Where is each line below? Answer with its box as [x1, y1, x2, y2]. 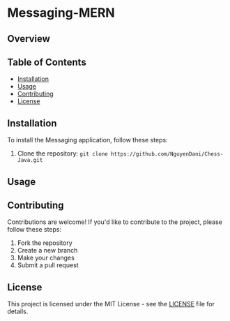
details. [7, 307, 29, 315]
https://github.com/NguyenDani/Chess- [110, 151, 224, 158]
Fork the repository [17, 239, 73, 247]
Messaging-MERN [7, 5, 115, 21]
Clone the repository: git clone [17, 149, 108, 158]
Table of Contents [7, 56, 87, 68]
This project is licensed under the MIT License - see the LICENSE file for [7, 300, 215, 308]
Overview [7, 33, 51, 45]
